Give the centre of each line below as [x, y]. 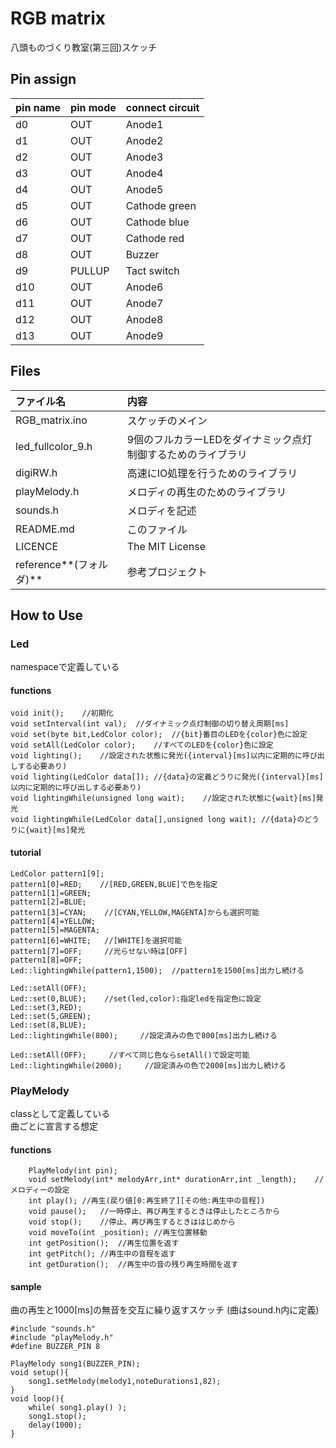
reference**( [46, 564]
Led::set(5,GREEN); [51, 1016]
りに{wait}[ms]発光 [48, 830]
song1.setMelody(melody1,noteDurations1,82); [125, 1382]
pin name [38, 107]
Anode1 [144, 124]
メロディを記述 [161, 510]
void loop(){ [37, 1399]
